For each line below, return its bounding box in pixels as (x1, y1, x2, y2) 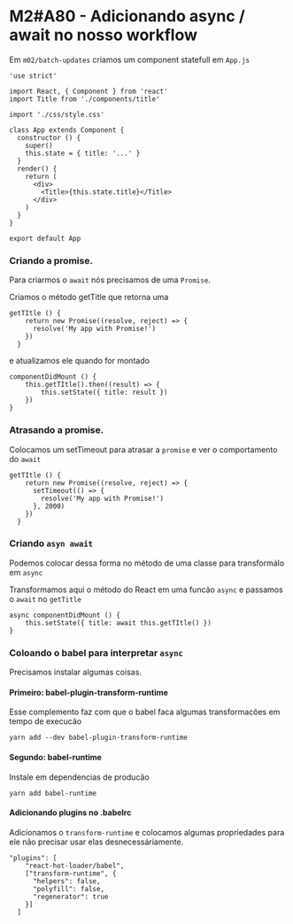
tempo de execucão (9, 716, 82, 727)
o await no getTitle (9, 593, 81, 604)
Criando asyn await (9, 537, 93, 550)
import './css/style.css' (9, 110, 104, 119)
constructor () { (17, 133, 81, 142)
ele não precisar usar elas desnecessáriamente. (9, 836, 184, 847)
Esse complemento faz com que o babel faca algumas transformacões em (9, 706, 281, 718)
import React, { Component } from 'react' (9, 87, 168, 96)
